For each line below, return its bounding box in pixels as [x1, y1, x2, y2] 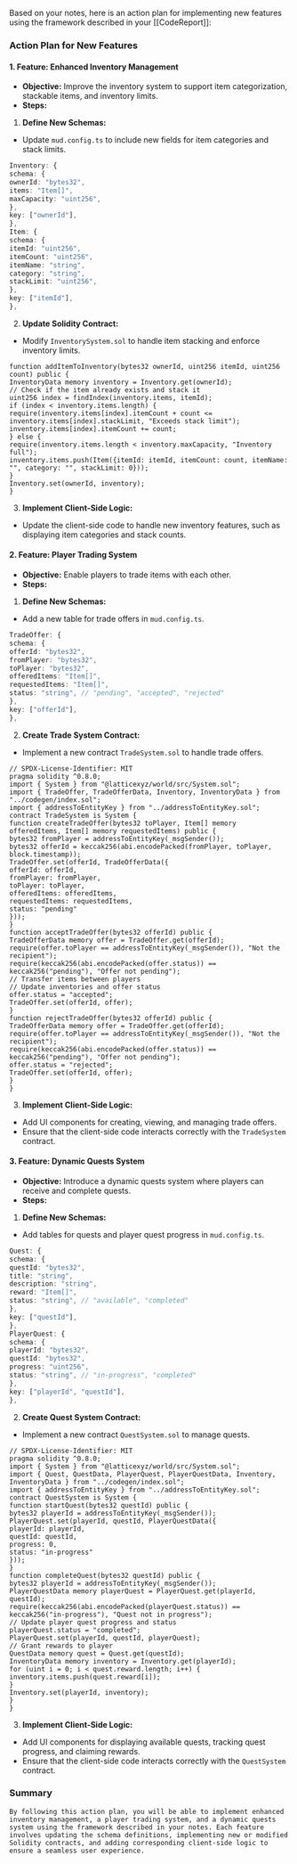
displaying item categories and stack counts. [21, 529, 187, 540]
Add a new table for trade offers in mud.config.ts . [21, 614, 205, 625]
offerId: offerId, [9, 865, 77, 874]
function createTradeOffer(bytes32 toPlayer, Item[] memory [9, 819, 237, 828]
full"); [9, 447, 38, 457]
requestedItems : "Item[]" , [9, 681, 109, 690]
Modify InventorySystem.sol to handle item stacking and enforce [21, 335, 261, 346]
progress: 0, [9, 1540, 58, 1549]
